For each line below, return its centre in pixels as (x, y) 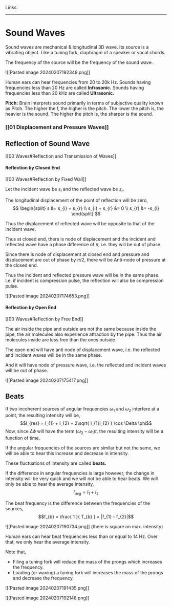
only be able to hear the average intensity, (50, 484)
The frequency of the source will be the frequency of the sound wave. (79, 62)
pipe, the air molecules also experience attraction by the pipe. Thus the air (84, 334)
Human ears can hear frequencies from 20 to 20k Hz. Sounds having (78, 82)
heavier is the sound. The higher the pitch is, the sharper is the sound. (79, 114)
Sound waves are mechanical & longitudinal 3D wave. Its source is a (77, 47)
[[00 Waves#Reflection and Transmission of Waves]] (61, 156)
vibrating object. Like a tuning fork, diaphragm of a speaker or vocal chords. (85, 52)
